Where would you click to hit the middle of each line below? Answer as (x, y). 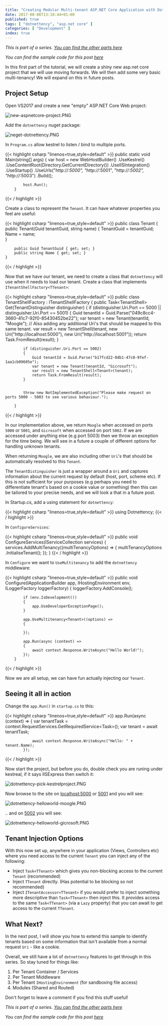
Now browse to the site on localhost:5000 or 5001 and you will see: (74, 793)
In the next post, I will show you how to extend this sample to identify (76, 936)
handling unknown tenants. (33, 446)
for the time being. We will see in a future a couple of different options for (81, 441)
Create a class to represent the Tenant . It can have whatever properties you (82, 208)
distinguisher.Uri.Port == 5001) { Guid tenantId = (55, 313)
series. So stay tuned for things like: (42, 962)
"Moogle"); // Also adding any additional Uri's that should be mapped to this (83, 323)
